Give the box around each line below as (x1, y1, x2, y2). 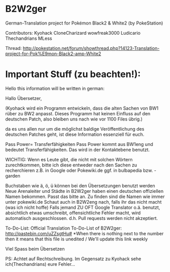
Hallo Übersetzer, (5, 95, 42, 101)
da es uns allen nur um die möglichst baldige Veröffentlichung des (5, 126, 144, 132)
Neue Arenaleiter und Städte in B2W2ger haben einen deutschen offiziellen (5, 188, 164, 194)
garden (5, 172, 20, 179)
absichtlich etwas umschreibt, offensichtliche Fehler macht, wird (5, 210, 141, 216)
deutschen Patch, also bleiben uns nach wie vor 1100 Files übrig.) (5, 116, 143, 122)
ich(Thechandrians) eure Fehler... (5, 261, 76, 267)
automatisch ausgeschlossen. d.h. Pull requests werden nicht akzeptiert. (5, 215, 158, 221)
